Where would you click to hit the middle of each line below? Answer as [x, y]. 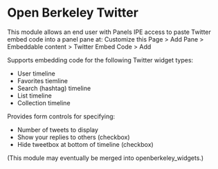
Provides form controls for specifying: [61, 116]
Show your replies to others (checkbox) [73, 137]
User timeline [36, 73]
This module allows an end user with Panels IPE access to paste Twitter [109, 32]
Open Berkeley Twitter [73, 13]
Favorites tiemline [42, 80]
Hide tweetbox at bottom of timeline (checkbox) [85, 144]
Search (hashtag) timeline [54, 88]
